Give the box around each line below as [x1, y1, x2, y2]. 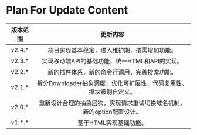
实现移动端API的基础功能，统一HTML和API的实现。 [42, 57, 184, 65]
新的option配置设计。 [83, 107, 142, 116]
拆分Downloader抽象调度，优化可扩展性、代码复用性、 [37, 79, 188, 87]
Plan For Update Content [6, 4, 128, 17]
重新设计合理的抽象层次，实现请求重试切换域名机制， [39, 99, 186, 107]
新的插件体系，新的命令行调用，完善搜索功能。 [47, 68, 177, 76]
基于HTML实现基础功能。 [77, 119, 148, 127]
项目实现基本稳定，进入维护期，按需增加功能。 [47, 46, 177, 54]
